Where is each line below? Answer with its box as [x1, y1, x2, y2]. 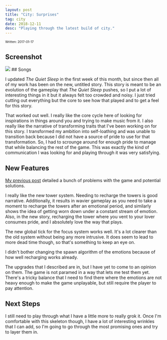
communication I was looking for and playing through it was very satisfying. [5, 149, 161, 155]
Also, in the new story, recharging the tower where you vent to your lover [5, 213, 155, 219]
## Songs [11, 66, 31, 72]
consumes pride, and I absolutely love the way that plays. [5, 218, 123, 225]
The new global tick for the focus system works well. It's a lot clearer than [5, 228, 157, 234]
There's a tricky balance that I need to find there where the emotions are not [5, 274, 162, 280]
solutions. [5, 182, 25, 188]
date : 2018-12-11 [5, 21, 41, 26]
